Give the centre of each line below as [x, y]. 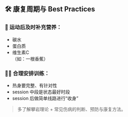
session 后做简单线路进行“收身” [45, 98]
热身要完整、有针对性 [34, 85]
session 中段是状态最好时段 [41, 92]
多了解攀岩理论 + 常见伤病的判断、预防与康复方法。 [71, 109]
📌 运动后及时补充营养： [33, 27]
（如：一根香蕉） [30, 59]
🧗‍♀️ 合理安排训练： [27, 73]
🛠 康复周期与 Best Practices [50, 9]
